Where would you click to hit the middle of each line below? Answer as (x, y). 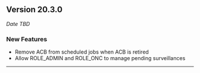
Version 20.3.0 (34, 10)
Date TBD (18, 24)
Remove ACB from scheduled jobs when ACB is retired (82, 52)
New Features (27, 39)
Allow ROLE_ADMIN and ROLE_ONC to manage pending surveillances (100, 58)
